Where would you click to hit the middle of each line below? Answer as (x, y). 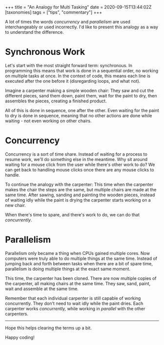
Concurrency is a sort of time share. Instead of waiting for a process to (76, 154)
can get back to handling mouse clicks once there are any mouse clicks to (80, 170)
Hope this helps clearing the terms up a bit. (48, 328)
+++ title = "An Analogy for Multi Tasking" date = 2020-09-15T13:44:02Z (78, 7)
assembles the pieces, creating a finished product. (56, 101)
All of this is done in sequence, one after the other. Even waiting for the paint (82, 110)
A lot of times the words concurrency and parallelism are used (68, 22)
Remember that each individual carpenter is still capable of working (73, 298)
